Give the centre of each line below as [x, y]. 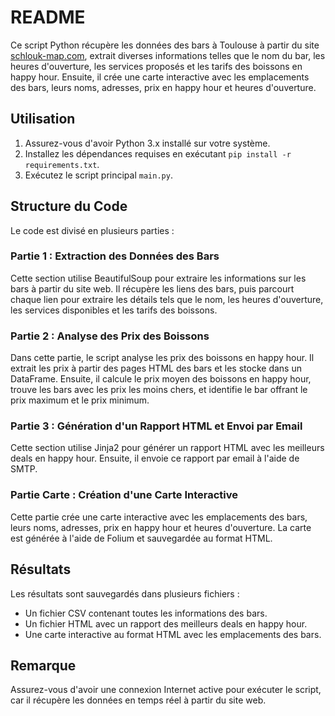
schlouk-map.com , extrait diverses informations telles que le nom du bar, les [168, 55]
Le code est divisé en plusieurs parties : [92, 230]
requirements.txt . [62, 164]
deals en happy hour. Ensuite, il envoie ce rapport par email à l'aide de [155, 458]
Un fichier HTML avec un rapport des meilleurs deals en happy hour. [166, 623]
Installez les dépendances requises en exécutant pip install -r [158, 153]
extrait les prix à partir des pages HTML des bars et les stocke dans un [156, 368]
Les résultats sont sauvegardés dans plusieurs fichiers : [125, 593]
